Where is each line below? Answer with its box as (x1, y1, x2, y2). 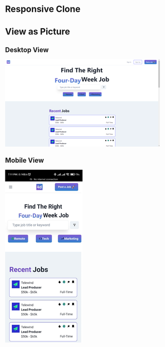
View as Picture (5, 26, 70, 38)
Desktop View (5, 45, 49, 54)
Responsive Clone (5, 3, 81, 15)
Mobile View (5, 156, 44, 165)
